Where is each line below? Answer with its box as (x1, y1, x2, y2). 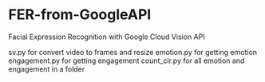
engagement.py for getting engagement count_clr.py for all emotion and (8, 56, 245, 65)
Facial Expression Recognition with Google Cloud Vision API (8, 32, 205, 41)
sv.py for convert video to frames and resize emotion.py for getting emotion (8, 47, 258, 57)
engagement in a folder (8, 64, 85, 73)
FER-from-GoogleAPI (8, 6, 152, 24)
